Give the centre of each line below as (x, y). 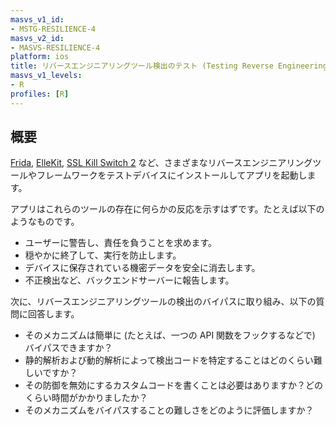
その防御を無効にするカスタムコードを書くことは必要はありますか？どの (173, 385)
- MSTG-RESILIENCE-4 (53, 29)
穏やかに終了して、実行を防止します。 (103, 255)
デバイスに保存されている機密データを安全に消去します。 (142, 268)
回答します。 (53, 314)
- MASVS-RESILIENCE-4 (55, 47)
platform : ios (40, 57)
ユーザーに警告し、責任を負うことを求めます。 (121, 243)
